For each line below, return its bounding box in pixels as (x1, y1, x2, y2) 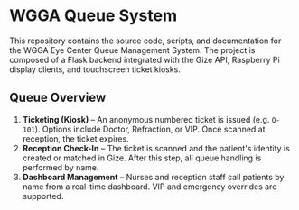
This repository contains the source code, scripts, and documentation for (9, 35, 282, 46)
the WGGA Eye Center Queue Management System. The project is (9, 44, 256, 55)
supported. (22, 190, 64, 201)
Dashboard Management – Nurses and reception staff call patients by (22, 171, 285, 182)
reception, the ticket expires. (22, 132, 129, 144)
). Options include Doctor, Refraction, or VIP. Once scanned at (34, 123, 266, 134)
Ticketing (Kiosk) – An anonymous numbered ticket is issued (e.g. (22, 114, 270, 124)
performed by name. (22, 161, 99, 172)
